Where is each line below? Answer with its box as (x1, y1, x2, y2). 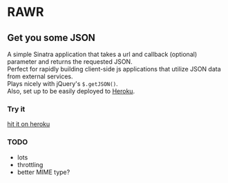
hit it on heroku (7, 120, 50, 128)
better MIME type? (17, 168, 70, 176)
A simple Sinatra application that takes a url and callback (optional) (7, 50, 198, 58)
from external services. (7, 72, 74, 80)
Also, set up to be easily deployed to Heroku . (7, 87, 135, 95)
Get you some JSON (7, 32, 95, 44)
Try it (7, 104, 26, 114)
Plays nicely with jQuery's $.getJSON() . (7, 80, 119, 87)
